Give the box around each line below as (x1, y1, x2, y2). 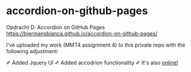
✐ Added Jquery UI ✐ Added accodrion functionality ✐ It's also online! (6, 59, 179, 66)
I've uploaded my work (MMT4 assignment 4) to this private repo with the (6, 41, 186, 48)
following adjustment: (6, 47, 59, 54)
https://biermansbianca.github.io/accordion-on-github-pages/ (6, 30, 158, 37)
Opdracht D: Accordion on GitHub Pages (6, 24, 105, 31)
